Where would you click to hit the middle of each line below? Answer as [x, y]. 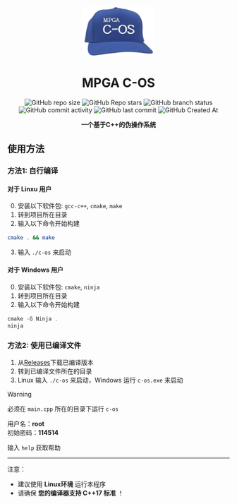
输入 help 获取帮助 [34, 448]
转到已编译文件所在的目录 [55, 371]
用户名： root [26, 424]
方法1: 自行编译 [33, 171]
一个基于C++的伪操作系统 [119, 124]
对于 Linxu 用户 [29, 188]
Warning [19, 394]
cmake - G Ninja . [33, 319]
